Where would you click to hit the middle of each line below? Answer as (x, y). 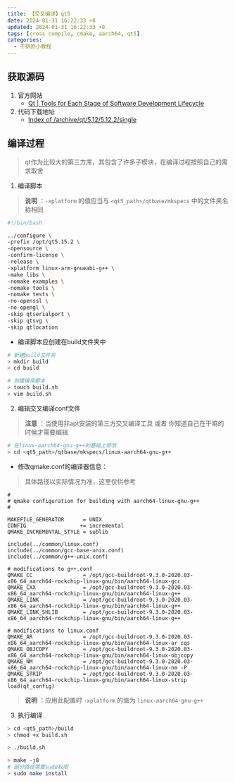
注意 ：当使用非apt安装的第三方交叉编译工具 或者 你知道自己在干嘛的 (124, 423)
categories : (25, 40)
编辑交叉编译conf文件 (49, 408)
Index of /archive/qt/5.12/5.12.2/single (82, 119)
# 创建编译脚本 (26, 381)
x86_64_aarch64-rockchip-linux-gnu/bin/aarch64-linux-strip (97, 680)
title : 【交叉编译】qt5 (39, 14)
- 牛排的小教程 (33, 47)
